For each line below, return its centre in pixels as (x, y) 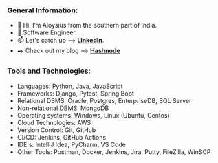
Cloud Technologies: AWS (54, 122)
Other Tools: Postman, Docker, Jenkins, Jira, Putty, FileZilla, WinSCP (114, 152)
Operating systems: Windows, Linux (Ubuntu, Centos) (93, 115)
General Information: (43, 10)
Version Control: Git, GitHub (56, 130)
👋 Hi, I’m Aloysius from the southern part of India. (87, 25)
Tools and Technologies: (49, 71)
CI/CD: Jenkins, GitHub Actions (62, 137)
